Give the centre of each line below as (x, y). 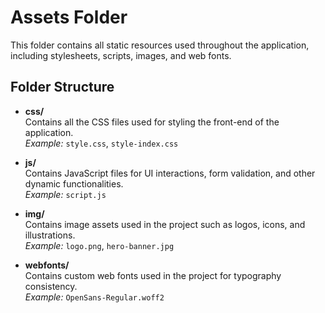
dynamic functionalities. (74, 183)
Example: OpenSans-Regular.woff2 (94, 297)
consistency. (51, 286)
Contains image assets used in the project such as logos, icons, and (165, 224)
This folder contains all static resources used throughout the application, (160, 45)
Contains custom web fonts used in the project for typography (153, 275)
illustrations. (50, 235)
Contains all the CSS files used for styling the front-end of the (152, 122)
